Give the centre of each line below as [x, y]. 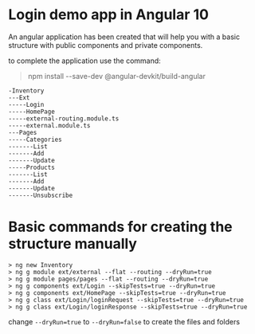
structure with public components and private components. [106, 45]
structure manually [73, 244]
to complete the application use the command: [84, 61]
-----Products [32, 167]
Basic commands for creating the [120, 227]
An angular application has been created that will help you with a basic [124, 37]
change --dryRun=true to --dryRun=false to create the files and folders [124, 321]
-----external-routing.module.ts [64, 118]
